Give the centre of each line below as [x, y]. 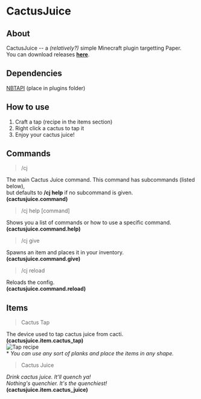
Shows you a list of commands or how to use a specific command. [89, 223]
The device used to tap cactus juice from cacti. [65, 334]
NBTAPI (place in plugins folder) [46, 88]
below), [16, 186]
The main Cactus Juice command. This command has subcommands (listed [101, 180]
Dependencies [34, 74]
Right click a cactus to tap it [49, 128]
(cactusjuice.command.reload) [46, 289]
